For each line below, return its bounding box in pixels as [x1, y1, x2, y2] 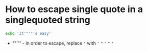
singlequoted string [5, 14, 91, 26]
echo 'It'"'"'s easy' [5, 31, 52, 36]
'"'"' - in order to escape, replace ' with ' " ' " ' [12, 40, 114, 46]
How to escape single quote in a [5, 4, 143, 15]
